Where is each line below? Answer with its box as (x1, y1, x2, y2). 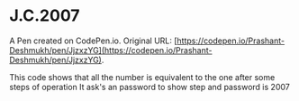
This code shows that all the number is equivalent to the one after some (9, 71, 276, 82)
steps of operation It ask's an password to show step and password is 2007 (9, 81, 290, 92)
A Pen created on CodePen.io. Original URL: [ (9, 35, 177, 46)
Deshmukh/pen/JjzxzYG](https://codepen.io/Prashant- (9, 44, 213, 55)
